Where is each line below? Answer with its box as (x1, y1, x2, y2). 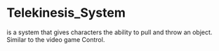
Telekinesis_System (6, 5, 126, 21)
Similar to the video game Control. (6, 35, 105, 43)
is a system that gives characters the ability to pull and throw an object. (6, 28, 213, 36)
